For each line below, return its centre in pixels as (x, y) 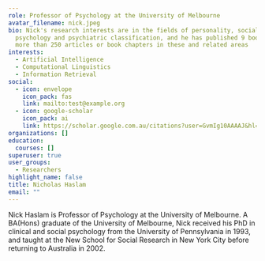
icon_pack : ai (45, 119)
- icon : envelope (44, 89)
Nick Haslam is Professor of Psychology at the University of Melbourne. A (128, 214)
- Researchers (38, 170)
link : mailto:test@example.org (74, 104)
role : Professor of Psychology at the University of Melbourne (114, 15)
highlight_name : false (45, 178)
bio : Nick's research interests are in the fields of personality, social (134, 30)
